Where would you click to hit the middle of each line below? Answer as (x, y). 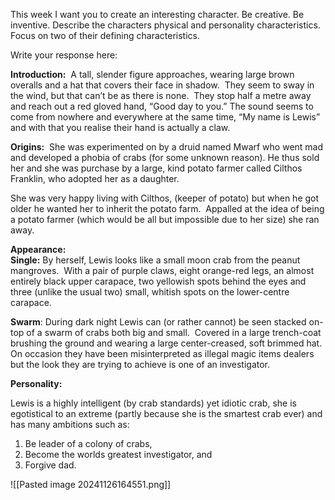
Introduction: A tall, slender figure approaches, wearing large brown (152, 74)
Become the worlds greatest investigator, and (118, 454)
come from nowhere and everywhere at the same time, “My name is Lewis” (165, 117)
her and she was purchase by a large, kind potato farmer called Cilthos (156, 168)
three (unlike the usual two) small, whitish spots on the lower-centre (150, 292)
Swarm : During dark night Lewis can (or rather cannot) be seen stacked (158, 322)
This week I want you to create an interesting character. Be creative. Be (157, 14)
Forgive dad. (50, 465)
